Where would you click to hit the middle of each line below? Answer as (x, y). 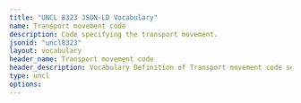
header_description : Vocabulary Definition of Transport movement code (146, 68)
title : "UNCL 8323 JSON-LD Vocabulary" (84, 17)
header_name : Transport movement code (82, 59)
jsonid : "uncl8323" (46, 43)
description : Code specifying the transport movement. (114, 34)
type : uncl (30, 76)
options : (26, 84)
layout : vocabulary (46, 51)
